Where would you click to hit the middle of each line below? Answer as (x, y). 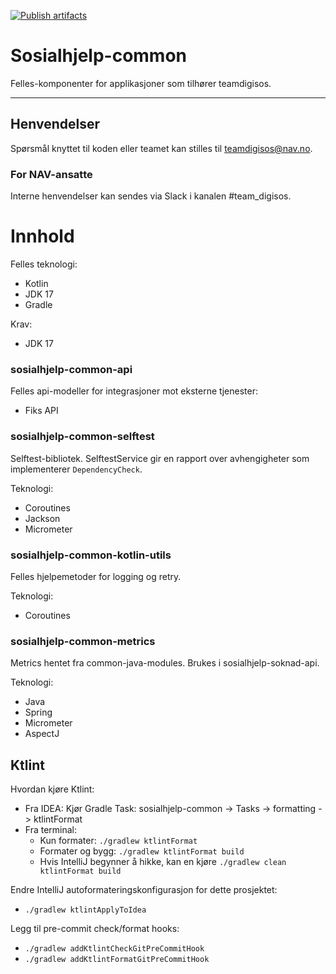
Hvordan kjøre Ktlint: (52, 789)
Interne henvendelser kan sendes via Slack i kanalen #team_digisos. (151, 196)
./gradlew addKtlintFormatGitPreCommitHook (117, 959)
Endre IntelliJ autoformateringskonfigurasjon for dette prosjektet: (144, 889)
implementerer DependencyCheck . (76, 469)
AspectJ (42, 734)
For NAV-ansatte (51, 174)
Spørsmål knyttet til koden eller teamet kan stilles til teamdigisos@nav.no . (161, 148)
